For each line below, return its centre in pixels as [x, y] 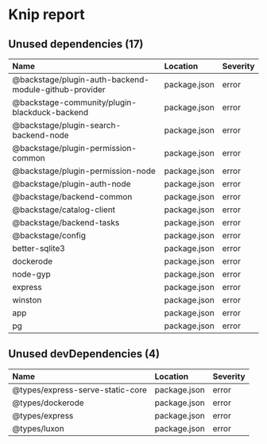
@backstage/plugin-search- [67, 125]
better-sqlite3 [39, 248]
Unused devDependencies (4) [84, 354]
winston [27, 300]
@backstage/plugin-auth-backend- [81, 79]
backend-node [41, 135]
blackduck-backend [50, 112]
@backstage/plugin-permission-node [84, 171]
